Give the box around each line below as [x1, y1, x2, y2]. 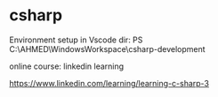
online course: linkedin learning [9, 61, 125, 71]
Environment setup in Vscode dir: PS [9, 34, 143, 45]
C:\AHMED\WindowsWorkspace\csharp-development [9, 43, 206, 54]
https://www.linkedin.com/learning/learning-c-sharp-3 [9, 78, 210, 88]
